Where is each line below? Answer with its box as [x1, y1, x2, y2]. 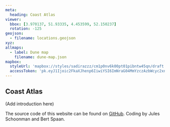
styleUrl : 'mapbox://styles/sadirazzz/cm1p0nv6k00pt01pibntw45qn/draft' [10, 64, 166, 69]
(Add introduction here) [5, 101, 54, 107]
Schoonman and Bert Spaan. [5, 116, 65, 122]
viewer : [5, 17, 22, 22]
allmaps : [5, 45, 24, 50]
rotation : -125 [10, 26, 42, 31]
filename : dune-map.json [14, 54, 67, 60]
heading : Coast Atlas [10, 12, 56, 17]
